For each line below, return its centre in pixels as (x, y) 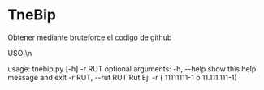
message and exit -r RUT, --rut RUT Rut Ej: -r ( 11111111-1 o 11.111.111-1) (122, 77)
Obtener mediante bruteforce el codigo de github (90, 37)
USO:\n (20, 53)
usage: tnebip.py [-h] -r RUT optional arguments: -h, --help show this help (132, 69)
